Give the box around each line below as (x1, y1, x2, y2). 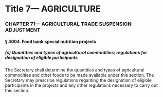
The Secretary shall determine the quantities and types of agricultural (5, 67, 145, 73)
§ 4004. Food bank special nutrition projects (5, 39, 96, 44)
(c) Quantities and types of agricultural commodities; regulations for (5, 50, 147, 55)
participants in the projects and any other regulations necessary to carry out (5, 82, 158, 88)
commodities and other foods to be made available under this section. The (5, 72, 154, 78)
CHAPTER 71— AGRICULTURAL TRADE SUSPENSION (5, 21, 132, 28)
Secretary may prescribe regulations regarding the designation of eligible (5, 77, 152, 83)
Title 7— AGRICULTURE (5, 3, 101, 14)
